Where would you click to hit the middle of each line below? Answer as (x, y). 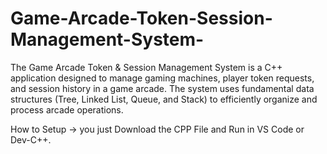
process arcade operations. (67, 109)
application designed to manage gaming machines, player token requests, (162, 78)
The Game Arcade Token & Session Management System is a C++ (146, 67)
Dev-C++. (31, 139)
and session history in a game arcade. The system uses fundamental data (162, 88)
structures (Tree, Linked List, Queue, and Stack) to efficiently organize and (164, 99)
